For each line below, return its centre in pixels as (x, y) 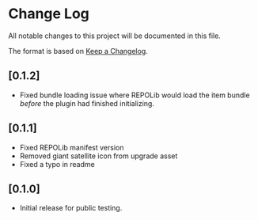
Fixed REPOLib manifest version (72, 147)
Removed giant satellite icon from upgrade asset (99, 156)
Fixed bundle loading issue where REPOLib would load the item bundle (135, 95)
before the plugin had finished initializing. (87, 103)
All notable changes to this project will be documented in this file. (115, 36)
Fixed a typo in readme (57, 164)
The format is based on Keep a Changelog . (78, 51)
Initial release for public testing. (71, 208)
